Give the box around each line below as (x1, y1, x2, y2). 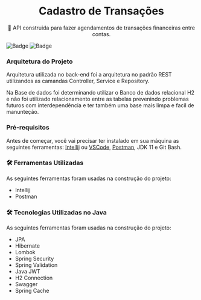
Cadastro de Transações (38, 4, 165, 18)
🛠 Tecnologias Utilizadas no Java (6, 208, 107, 216)
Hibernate (14, 242, 40, 249)
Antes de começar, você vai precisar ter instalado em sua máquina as (6, 137, 179, 144)
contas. (92, 30, 111, 37)
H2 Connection (14, 274, 53, 281)
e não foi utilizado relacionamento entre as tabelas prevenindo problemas (6, 95, 189, 103)
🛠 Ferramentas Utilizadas (6, 158, 84, 167)
